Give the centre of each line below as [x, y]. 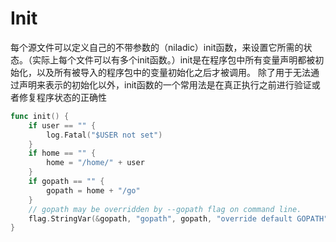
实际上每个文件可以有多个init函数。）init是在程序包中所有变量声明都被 [173, 59]
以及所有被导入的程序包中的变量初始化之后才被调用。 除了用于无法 [173, 72]
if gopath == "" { [66, 182]
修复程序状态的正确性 [62, 97]
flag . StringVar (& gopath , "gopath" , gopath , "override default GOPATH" [178, 218]
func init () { [40, 116]
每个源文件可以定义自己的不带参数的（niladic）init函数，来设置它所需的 [157, 47]
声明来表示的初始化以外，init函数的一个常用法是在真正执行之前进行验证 [165, 84]
